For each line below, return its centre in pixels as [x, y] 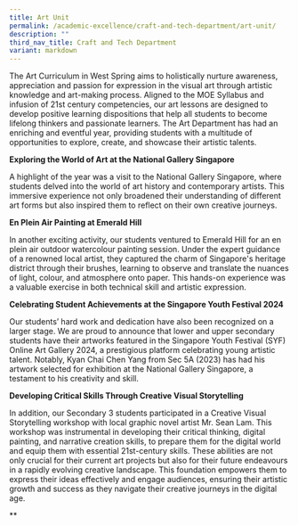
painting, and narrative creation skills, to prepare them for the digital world [145, 441]
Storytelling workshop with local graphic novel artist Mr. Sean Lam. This [141, 422]
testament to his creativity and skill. [74, 379]
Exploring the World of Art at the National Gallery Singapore [122, 160]
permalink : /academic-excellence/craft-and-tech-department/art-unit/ [143, 26]
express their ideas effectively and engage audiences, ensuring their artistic [149, 480]
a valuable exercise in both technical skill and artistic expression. [128, 287]
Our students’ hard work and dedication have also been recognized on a [141, 322]
